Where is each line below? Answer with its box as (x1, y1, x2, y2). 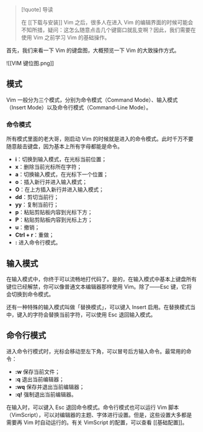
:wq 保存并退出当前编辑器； (14, 383, 85, 390)
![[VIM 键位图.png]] (6, 60, 54, 67)
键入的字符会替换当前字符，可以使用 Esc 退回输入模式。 (16, 311, 156, 318)
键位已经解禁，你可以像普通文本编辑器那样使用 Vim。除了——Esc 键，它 (6, 283, 187, 290)
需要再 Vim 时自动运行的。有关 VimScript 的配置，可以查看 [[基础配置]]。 (6, 419, 188, 426)
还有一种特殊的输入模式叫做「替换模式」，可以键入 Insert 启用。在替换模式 (6, 303, 190, 310)
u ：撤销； (14, 224, 40, 231)
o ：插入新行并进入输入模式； (14, 178, 88, 186)
